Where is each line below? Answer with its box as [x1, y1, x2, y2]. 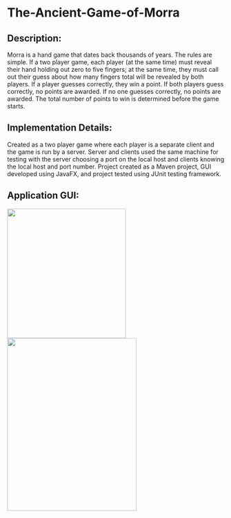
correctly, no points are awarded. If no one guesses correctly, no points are [7, 88, 221, 95]
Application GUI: [7, 190, 79, 202]
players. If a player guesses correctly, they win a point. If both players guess [7, 80, 224, 88]
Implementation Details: [7, 122, 112, 134]
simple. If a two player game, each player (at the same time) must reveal [7, 58, 212, 66]
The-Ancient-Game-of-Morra [7, 5, 180, 21]
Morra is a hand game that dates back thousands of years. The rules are [7, 50, 212, 59]
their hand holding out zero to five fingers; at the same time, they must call [7, 66, 219, 73]
